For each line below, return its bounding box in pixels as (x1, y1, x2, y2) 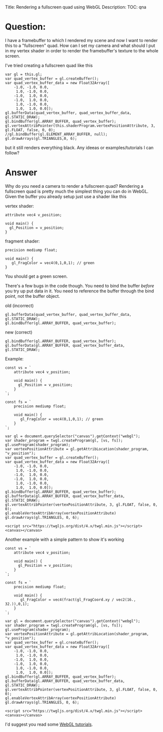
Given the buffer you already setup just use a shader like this (5, 193, 127, 200)
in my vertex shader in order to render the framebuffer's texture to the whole (5, 47, 159, 53)
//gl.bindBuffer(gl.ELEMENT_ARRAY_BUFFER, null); (5, 132, 108, 136)
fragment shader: (5, 238, 40, 244)
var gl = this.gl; (5, 72, 42, 77)
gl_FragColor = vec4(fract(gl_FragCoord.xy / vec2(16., (20, 597, 136, 602)
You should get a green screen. (5, 273, 68, 279)
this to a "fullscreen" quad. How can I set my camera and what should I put (5, 43, 156, 48)
